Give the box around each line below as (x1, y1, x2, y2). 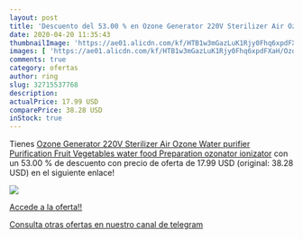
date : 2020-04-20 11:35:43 (9, 30, 111, 39)
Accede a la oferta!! (9, 202, 83, 213)
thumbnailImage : (9, 38, 70, 48)
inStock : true (9, 114, 63, 123)
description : (9, 88, 59, 97)
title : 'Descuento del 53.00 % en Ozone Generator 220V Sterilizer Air (9, 22, 284, 31)
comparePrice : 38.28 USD (9, 106, 103, 115)
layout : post (9, 13, 59, 23)
